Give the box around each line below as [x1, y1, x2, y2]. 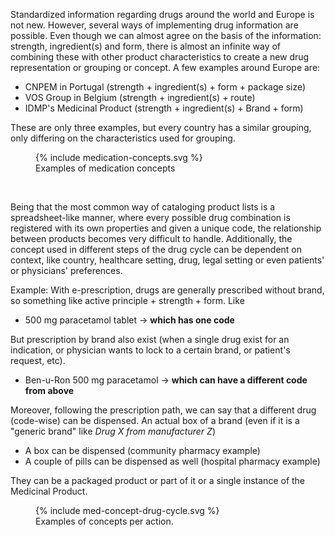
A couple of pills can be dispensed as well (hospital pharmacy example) [24, 455, 321, 467]
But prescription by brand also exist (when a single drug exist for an [10, 334, 290, 345]
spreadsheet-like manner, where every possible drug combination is [10, 212, 291, 223]
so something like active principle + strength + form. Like [10, 295, 245, 306]
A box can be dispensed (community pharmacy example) [24, 445, 261, 456]
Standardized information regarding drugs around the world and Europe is [10, 9, 315, 20]
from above [24, 385, 75, 396]
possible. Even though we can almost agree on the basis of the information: [10, 30, 322, 41]
